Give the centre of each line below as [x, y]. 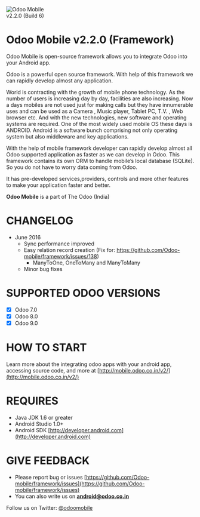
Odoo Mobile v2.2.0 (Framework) [90, 40]
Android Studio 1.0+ [39, 424]
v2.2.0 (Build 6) [25, 16]
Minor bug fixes [43, 269]
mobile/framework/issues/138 [60, 256]
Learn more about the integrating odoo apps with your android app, [89, 364]
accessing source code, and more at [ [53, 370]
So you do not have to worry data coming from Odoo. [72, 167]
